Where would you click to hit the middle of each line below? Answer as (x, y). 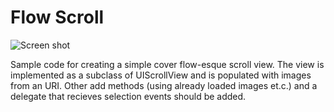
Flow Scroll (57, 17)
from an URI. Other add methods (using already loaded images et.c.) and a (164, 85)
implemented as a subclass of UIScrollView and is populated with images (161, 75)
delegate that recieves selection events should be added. (128, 96)
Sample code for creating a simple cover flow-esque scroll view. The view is (167, 64)
